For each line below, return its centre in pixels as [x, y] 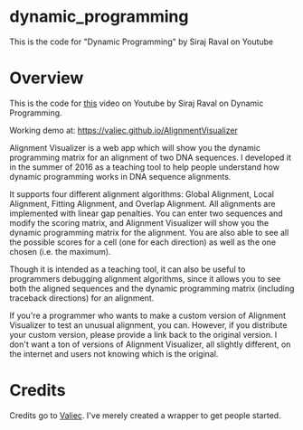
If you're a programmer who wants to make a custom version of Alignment [148, 315]
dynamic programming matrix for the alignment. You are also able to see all [149, 232]
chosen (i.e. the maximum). [60, 251]
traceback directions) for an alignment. [82, 298]
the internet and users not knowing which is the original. [114, 353]
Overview [47, 78]
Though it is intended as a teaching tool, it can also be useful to [128, 269]
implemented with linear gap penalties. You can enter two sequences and [146, 213]
